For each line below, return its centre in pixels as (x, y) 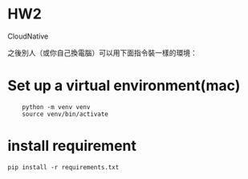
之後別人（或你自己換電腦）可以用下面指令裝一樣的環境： (102, 52)
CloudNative (28, 36)
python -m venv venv (56, 107)
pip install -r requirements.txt (63, 167)
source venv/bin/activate (65, 114)
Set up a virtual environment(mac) (124, 86)
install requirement (72, 146)
